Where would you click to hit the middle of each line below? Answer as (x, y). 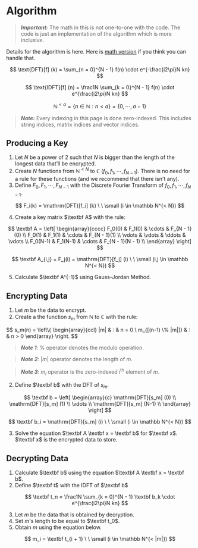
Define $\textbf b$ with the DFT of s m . (62, 385)
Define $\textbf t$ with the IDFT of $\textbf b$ (71, 486)
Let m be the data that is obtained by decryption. (75, 515)
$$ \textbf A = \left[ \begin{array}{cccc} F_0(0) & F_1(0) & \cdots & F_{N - (97, 229)
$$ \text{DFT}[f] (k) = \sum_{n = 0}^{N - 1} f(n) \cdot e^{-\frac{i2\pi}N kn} (100, 69)
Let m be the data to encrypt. (50, 310)
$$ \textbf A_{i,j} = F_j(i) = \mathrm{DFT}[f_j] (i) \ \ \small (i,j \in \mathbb (100, 259)
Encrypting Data (37, 296)
